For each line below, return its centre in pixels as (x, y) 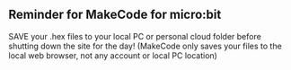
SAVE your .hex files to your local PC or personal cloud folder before (135, 36)
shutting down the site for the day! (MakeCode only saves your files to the (145, 46)
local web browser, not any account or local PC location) (113, 55)
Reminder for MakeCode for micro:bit (115, 15)
